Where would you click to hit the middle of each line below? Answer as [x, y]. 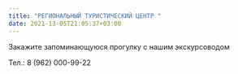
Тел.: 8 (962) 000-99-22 [50, 63]
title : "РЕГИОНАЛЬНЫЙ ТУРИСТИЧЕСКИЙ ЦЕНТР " [85, 16]
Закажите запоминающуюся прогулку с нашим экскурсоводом [119, 46]
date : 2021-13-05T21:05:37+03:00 [65, 24]
